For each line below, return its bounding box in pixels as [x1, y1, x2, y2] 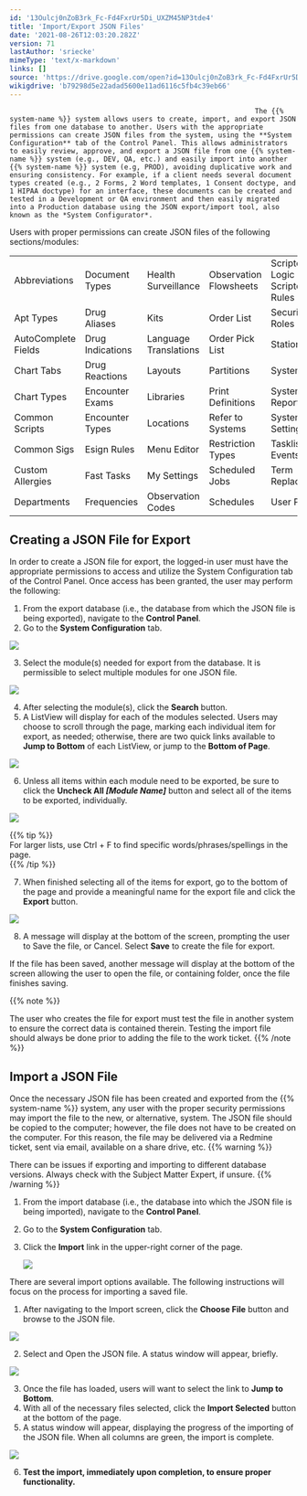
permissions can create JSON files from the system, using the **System [9, 130, 292, 140]
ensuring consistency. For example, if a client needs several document [9, 170, 292, 179]
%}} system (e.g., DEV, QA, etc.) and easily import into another [29, 154, 288, 164]
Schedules [208, 495, 255, 508]
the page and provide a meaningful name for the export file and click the [22, 886, 296, 897]
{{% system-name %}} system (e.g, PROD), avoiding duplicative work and [9, 162, 292, 172]
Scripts [14, 422, 45, 435]
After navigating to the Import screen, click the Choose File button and [22, 1304, 290, 1315]
